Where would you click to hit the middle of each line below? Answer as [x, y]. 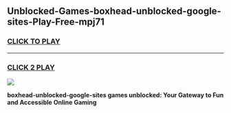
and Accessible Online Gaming [52, 102]
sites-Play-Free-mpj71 [56, 22]
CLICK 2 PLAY [31, 67]
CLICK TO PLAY [34, 42]
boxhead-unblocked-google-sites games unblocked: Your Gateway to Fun [115, 95]
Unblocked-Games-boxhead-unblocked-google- [114, 11]
